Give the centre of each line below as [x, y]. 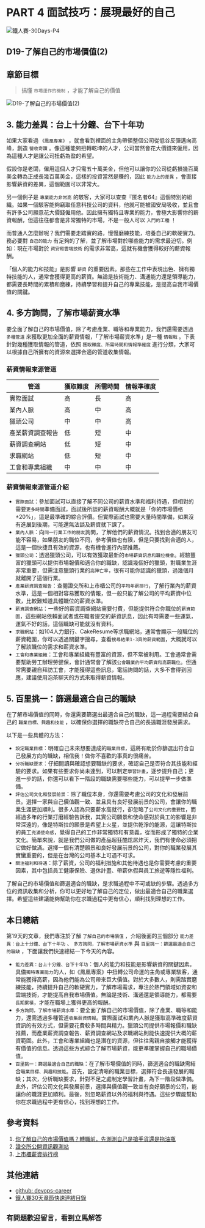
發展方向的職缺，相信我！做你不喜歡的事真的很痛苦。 [87, 756]
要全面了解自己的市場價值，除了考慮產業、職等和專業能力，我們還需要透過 [100, 329]
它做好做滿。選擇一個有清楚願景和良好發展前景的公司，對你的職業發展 [103, 847]
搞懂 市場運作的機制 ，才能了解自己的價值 [71, 91]
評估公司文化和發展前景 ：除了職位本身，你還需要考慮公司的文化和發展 [99, 794]
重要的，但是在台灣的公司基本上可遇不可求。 [82, 855]
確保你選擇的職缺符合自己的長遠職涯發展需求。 [135, 722]
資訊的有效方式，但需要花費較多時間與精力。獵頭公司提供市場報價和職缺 [106, 1025]
